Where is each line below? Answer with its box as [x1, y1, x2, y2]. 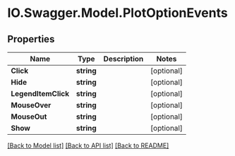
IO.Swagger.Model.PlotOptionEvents [7, 5, 228, 21]
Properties [7, 33, 55, 45]
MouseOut [11, 112, 47, 121]
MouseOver [11, 100, 52, 110]
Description [103, 54, 144, 64]
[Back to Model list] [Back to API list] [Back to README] [7, 141, 169, 150]
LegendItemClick [11, 89, 70, 98]
